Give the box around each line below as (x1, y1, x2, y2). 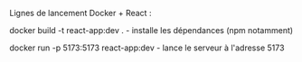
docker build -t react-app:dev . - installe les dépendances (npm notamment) (9, 25, 294, 35)
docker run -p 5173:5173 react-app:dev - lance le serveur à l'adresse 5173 (9, 42, 285, 53)
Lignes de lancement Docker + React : (9, 8, 152, 18)
